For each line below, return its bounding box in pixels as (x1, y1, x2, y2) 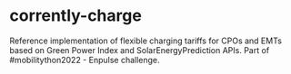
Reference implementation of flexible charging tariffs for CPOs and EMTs (9, 35, 282, 46)
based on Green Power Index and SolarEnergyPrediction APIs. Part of (9, 44, 270, 55)
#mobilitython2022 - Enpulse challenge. (9, 54, 161, 65)
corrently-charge (9, 5, 143, 26)
